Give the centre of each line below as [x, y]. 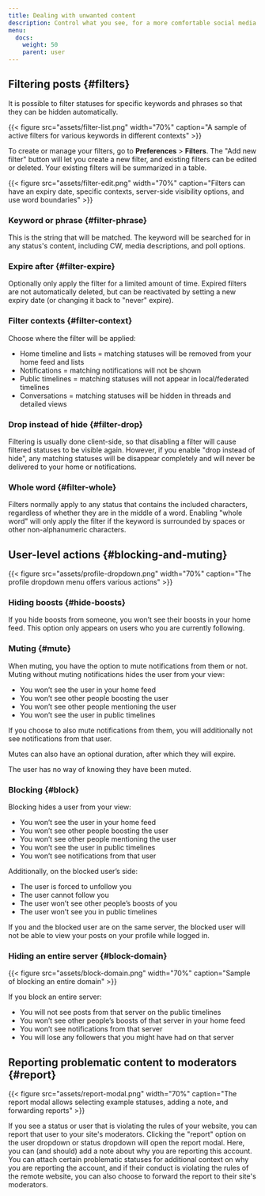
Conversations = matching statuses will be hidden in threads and [125, 396]
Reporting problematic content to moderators [123, 1062]
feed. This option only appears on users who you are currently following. [127, 628]
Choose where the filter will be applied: [72, 338]
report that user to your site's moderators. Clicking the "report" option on [127, 1134]
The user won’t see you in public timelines [88, 912]
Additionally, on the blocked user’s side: [73, 871]
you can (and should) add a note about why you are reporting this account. [131, 1151]
